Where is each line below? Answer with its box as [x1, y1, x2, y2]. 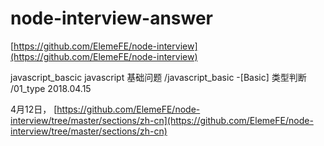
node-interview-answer [10, 7, 213, 30]
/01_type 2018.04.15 [10, 82, 92, 94]
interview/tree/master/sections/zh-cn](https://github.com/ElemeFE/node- [10, 114, 314, 126]
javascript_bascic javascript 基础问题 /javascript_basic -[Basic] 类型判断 [10, 71, 307, 83]
